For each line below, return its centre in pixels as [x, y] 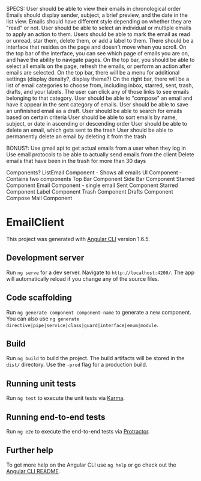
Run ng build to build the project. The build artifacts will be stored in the [95, 358]
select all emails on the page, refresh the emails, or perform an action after [98, 66]
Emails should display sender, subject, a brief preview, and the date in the [97, 15]
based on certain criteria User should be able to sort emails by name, [91, 117]
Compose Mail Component [39, 198]
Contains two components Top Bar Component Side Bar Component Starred [100, 179]
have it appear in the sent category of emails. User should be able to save [97, 104]
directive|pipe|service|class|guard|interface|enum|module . [82, 325]
